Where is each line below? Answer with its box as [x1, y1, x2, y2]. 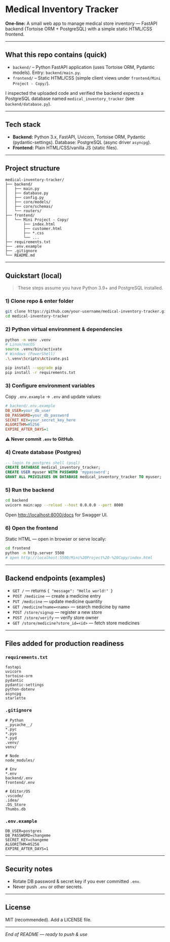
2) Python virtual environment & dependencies [5, 326, 123, 333]
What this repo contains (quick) [5, 51, 107, 59]
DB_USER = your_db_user [5, 408, 51, 413]
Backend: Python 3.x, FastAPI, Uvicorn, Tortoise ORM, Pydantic [12, 133, 146, 140]
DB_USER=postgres [5, 828, 42, 834]
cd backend [5, 498, 28, 503]
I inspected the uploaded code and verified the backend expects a [5, 90, 144, 96]
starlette [5, 696, 26, 701]
